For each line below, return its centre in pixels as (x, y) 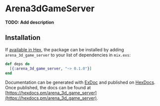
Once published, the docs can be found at (48, 88)
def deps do (17, 64)
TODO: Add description (30, 22)
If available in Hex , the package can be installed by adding (65, 49)
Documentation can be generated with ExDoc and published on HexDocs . (80, 82)
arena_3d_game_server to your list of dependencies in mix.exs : (68, 55)
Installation (23, 38)
